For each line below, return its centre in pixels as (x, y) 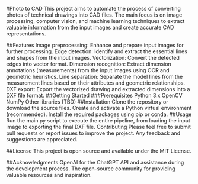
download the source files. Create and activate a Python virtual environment (99, 108)
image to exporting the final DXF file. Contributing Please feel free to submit (99, 127)
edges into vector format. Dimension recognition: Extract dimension (89, 64)
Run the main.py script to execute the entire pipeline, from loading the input (98, 120)
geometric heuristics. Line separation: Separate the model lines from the (95, 77)
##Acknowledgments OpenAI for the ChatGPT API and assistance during (95, 162)
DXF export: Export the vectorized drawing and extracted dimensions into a (98, 89)
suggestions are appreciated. (42, 139)
